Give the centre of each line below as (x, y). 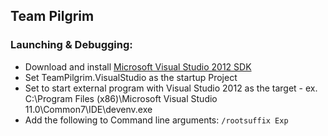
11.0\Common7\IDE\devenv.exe (88, 109)
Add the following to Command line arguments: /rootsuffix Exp (156, 120)
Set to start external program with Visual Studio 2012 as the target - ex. (171, 88)
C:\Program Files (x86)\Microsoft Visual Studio (121, 98)
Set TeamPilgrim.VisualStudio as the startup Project (131, 77)
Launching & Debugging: (71, 45)
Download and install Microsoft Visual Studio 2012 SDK (138, 66)
